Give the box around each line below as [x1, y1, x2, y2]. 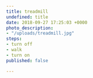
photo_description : [6, 25, 54, 31]
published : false [6, 57, 49, 63]
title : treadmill [6, 8, 49, 15]
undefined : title [6, 14, 49, 20]
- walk [6, 47, 22, 53]
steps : [6, 36, 22, 42]
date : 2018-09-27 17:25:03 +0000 [6, 19, 88, 25]
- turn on [6, 52, 30, 58]
